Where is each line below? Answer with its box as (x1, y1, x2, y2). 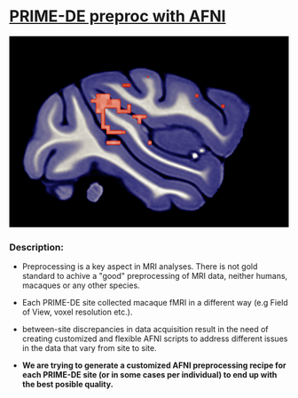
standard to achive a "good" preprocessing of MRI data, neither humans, (21, 271, 288, 282)
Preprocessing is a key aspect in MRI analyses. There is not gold (21, 261, 258, 272)
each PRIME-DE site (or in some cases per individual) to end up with (21, 370, 278, 380)
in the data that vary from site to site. (21, 343, 157, 354)
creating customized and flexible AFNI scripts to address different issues (21, 333, 288, 344)
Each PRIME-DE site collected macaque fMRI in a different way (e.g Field (21, 298, 288, 308)
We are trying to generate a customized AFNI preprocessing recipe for (21, 360, 286, 370)
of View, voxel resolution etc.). (21, 306, 133, 317)
